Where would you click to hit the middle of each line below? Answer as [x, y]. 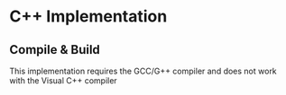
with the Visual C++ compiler [63, 81]
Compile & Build [55, 50]
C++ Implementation [88, 17]
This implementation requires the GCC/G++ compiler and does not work [143, 71]
